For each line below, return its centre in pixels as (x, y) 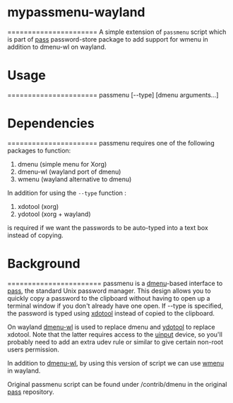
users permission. (34, 349)
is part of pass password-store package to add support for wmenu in (108, 39)
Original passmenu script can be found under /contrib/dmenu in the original (117, 384)
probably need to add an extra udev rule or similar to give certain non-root (115, 342)
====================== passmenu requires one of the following (111, 143)
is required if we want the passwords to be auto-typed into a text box (108, 227)
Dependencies (51, 124)
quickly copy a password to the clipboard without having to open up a (109, 298)
